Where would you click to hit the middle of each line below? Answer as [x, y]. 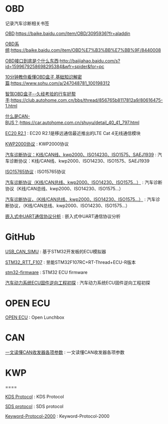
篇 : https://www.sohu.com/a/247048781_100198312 [58, 83]
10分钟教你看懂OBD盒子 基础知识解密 [44, 77]
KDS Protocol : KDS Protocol [35, 396]
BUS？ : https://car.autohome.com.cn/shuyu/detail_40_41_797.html [72, 122]
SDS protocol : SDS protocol [34, 406]
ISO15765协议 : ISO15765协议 [36, 171]
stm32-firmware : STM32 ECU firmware [46, 272]
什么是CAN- [18, 116]
